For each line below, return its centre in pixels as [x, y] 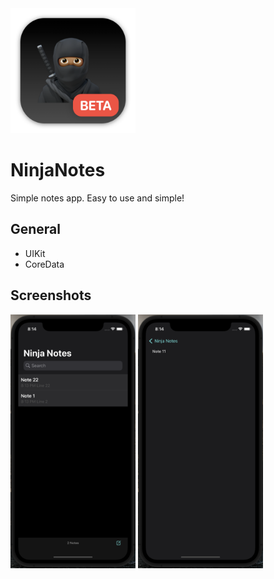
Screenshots [51, 295]
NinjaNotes [58, 170]
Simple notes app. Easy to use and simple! [97, 198]
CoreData [44, 264]
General [36, 229]
